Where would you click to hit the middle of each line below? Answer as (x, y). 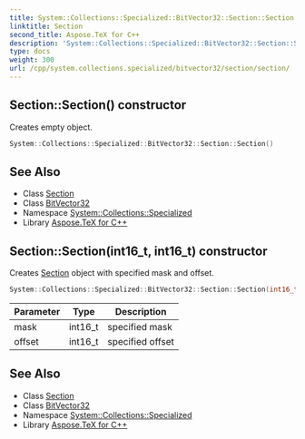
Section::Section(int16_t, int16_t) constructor (138, 251)
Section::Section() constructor (98, 105)
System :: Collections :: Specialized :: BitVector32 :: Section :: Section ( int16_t (154, 290)
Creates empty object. (51, 127)
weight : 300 (32, 60)
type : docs (30, 52)
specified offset (141, 342)
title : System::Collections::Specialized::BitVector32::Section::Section (152, 18)
